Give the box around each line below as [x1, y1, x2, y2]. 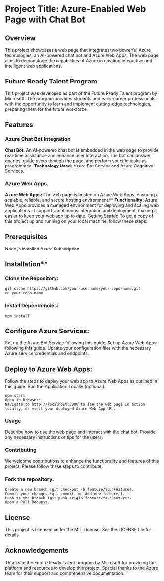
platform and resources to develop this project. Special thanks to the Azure [5, 565, 159, 571]
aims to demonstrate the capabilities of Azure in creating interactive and [5, 58, 153, 63]
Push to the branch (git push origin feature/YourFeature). [5, 496, 132, 500]
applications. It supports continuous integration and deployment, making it [5, 207, 157, 213]
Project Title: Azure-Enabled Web [5, 3, 146, 15]
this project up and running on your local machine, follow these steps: [5, 218, 148, 224]
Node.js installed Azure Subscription [5, 246, 80, 251]
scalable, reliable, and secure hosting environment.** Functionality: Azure [5, 197, 158, 203]
